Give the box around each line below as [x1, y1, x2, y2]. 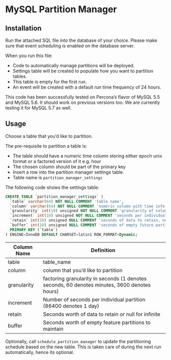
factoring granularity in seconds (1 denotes [43, 275, 147, 282]
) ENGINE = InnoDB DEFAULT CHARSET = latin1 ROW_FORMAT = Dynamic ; [5, 232, 138, 237]
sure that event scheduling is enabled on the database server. [5, 43, 135, 49]
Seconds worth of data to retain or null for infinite [43, 311, 160, 318]
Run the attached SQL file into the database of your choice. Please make [5, 37, 158, 43]
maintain [43, 325, 64, 332]
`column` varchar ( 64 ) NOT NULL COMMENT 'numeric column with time [10, 204, 154, 209]
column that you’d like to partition [43, 266, 123, 273]
